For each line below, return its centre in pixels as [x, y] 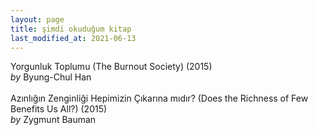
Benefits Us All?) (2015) [59, 109]
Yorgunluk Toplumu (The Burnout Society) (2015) [111, 67]
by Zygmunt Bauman [53, 120]
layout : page [37, 19]
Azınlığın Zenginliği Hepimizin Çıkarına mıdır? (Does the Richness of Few [159, 98]
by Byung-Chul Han [51, 77]
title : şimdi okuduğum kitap [71, 29]
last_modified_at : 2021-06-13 [73, 38]
